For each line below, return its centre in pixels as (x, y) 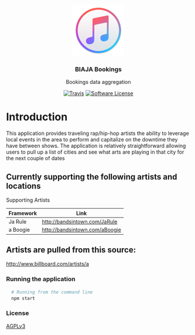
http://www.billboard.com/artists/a (48, 264)
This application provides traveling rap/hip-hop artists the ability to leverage (97, 133)
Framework (23, 213)
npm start (23, 298)
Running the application (41, 279)
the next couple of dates (36, 158)
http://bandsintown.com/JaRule (80, 221)
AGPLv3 (16, 326)
